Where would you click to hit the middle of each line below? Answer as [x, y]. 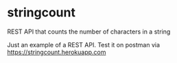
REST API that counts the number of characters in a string [89, 32]
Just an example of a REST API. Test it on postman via [83, 45]
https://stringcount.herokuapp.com [57, 52]
